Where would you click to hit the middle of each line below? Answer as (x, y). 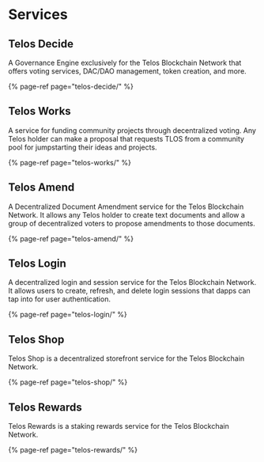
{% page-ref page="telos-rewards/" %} (73, 450)
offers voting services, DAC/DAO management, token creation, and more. (127, 71)
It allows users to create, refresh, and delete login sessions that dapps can (129, 291)
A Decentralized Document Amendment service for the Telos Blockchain (126, 206)
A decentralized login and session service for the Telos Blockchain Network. (132, 282)
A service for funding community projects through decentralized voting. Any (132, 130)
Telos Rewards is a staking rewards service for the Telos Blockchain (119, 426)
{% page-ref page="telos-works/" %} (70, 162)
